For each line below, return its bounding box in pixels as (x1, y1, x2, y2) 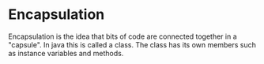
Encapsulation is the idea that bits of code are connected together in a (8, 32, 237, 41)
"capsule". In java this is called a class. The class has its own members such (8, 40, 257, 49)
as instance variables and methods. (8, 48, 124, 58)
